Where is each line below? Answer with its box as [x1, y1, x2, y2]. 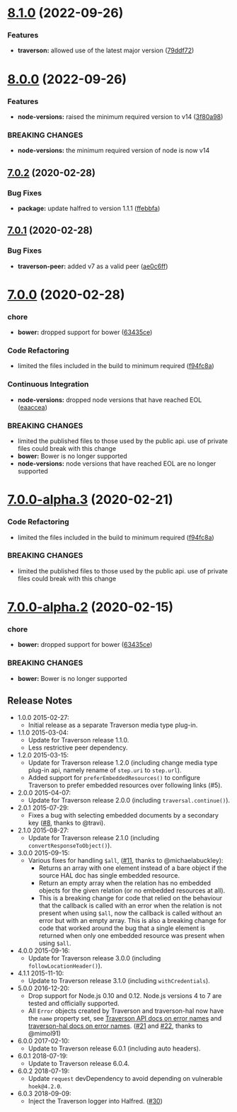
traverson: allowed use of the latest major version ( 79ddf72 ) [17, 46, 195, 55]
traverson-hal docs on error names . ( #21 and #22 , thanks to [28, 1021, 203, 1031]
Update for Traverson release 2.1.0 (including [28, 834, 160, 842]
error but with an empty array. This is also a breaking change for [38, 917, 226, 925]
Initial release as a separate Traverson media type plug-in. [28, 721, 198, 730]
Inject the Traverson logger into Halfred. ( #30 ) [28, 1097, 163, 1106]
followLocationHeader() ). [28, 961, 103, 970]
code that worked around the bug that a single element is [38, 924, 206, 932]
